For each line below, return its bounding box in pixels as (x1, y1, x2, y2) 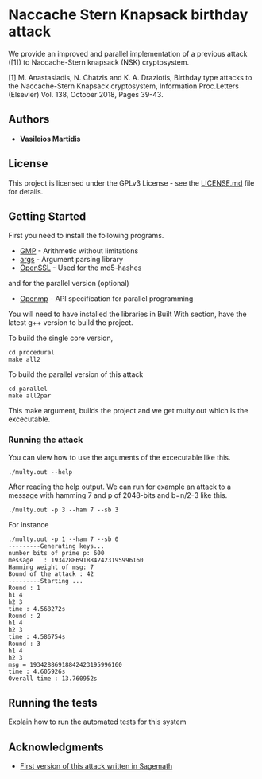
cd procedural (8, 349, 56, 357)
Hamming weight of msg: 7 (8, 563, 94, 571)
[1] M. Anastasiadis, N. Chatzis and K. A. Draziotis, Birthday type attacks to (8, 72, 252, 82)
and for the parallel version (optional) (8, 279, 129, 288)
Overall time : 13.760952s (8, 675, 98, 683)
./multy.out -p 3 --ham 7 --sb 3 (8, 506, 119, 514)
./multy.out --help (8, 468, 73, 476)
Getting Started (8, 209, 87, 223)
